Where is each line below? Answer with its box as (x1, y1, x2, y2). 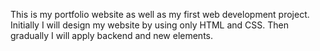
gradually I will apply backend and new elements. (10, 30, 213, 41)
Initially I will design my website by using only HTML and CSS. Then (10, 19, 289, 31)
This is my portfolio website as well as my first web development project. (10, 9, 310, 20)
